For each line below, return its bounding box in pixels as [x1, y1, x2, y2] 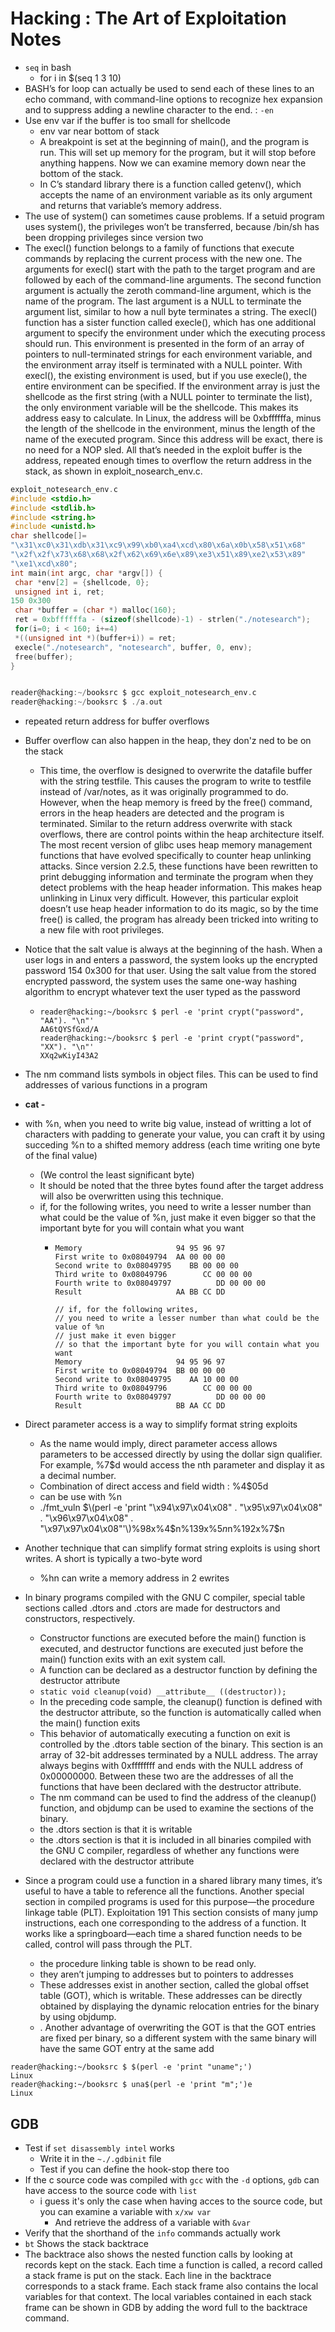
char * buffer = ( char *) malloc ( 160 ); [14, 605, 177, 616]
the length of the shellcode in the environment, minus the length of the [24, 422, 316, 434]
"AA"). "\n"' [39, 1016, 95, 1026]
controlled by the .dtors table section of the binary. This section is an [39, 1738, 324, 1751]
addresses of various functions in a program [24, 1079, 208, 1091]
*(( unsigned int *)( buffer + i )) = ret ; [14, 633, 177, 643]
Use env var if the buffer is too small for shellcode [24, 114, 231, 126]
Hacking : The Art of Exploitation [10, 7, 287, 30]
